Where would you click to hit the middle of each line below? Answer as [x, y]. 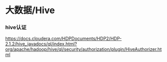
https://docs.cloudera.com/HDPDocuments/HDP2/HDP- [64, 39]
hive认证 [16, 27]
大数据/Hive [30, 10]
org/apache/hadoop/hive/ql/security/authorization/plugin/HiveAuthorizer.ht [83, 49]
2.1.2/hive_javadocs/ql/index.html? [41, 44]
